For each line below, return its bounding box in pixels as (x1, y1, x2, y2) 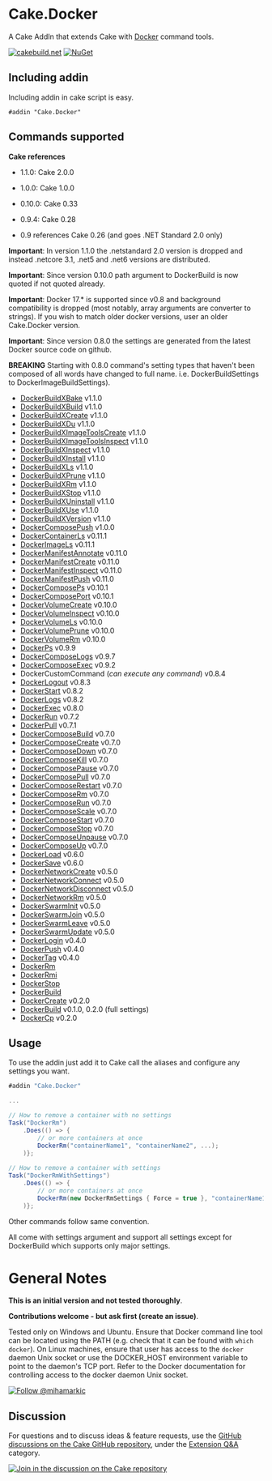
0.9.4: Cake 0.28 (19, 214, 76, 224)
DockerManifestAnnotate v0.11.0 (19, 548, 128, 557)
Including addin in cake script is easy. (8, 92, 134, 102)
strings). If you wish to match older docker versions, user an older (8, 311, 228, 321)
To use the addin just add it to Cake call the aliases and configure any (8, 1058, 240, 1068)
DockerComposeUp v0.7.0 (19, 840, 108, 851)
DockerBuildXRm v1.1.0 (19, 479, 97, 489)
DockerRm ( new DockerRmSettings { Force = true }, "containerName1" (37, 1194, 270, 1202)
